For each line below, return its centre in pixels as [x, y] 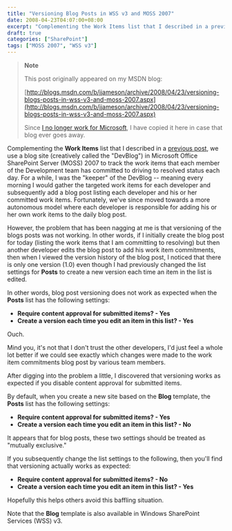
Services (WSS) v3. [35, 521]
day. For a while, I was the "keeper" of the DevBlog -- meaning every [105, 178]
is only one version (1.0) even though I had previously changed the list [107, 264]
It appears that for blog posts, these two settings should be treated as [106, 438]
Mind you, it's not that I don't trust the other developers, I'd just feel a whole [115, 347]
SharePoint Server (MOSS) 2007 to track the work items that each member [114, 163]
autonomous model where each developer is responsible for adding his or [112, 207]
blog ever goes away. [55, 135]
